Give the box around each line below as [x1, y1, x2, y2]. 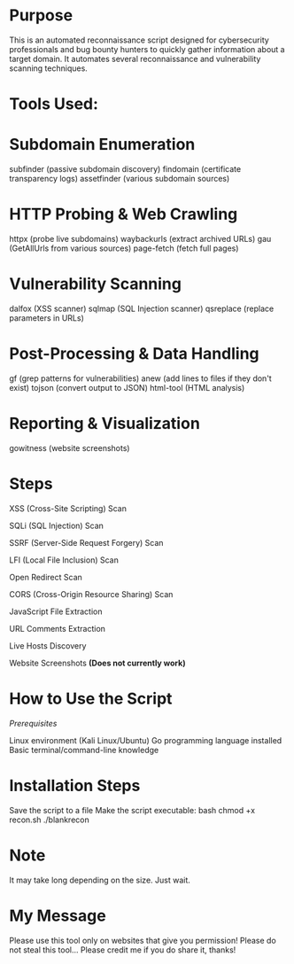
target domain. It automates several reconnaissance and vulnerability [9, 53, 261, 64]
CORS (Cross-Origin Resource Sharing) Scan [9, 588, 174, 599]
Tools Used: [9, 94, 99, 114]
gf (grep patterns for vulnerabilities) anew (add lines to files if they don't [9, 373, 272, 384]
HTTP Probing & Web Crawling [9, 205, 238, 224]
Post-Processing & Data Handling [9, 344, 259, 364]
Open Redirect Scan [9, 571, 82, 582]
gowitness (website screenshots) [9, 442, 130, 453]
